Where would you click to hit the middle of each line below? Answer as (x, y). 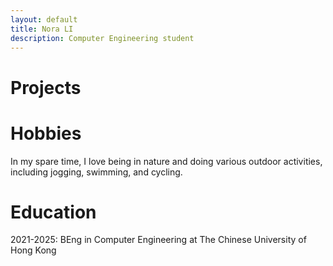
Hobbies (46, 133)
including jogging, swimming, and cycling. (96, 172)
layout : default (44, 19)
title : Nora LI (42, 29)
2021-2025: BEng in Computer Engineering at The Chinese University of (158, 240)
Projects (46, 87)
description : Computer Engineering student (102, 38)
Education (53, 212)
